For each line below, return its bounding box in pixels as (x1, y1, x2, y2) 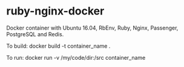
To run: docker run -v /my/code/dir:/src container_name (6, 54, 146, 61)
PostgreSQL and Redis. (6, 30, 64, 37)
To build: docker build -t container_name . (6, 42, 111, 49)
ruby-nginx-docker (6, 4, 105, 18)
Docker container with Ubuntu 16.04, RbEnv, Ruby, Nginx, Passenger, (6, 24, 179, 31)
